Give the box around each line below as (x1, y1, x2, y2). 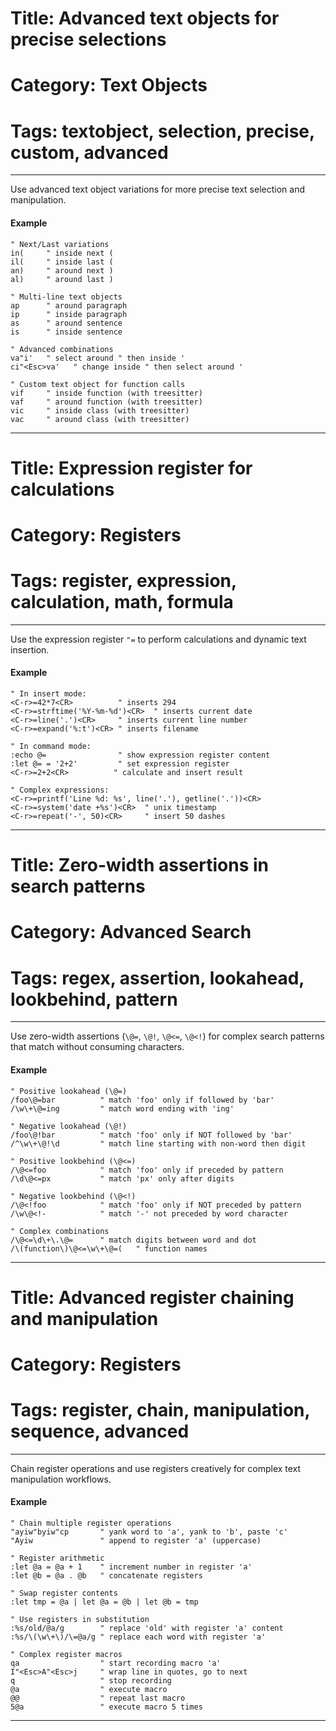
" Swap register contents (10, 1588, 118, 1599)
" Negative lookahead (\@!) (10, 1121, 128, 1131)
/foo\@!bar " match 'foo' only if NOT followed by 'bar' (10, 1130, 293, 1140)
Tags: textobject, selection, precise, (10, 120, 315, 142)
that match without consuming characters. (10, 1041, 185, 1053)
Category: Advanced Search (10, 921, 252, 944)
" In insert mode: (10, 689, 87, 699)
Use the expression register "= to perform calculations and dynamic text (10, 633, 307, 645)
